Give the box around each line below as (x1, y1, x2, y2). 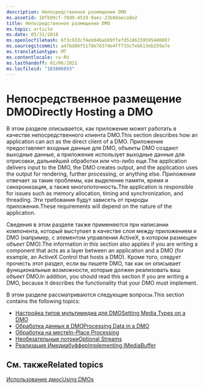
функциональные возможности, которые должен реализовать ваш (6, 266, 181, 274)
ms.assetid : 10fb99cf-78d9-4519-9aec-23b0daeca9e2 (6, 15, 138, 21)
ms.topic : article (6, 26, 53, 32)
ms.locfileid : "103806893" (6, 65, 75, 72)
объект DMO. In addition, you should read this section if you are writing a (6, 273, 189, 280)
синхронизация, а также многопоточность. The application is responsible (6, 184, 194, 191)
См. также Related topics (6, 359, 104, 369)
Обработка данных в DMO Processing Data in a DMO (15, 323, 150, 330)
